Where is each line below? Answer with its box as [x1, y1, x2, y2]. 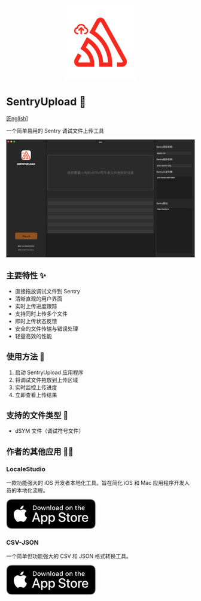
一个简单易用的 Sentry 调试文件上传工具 [6, 127, 105, 134]
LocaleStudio [6, 465, 46, 473]
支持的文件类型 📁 [6, 410, 69, 420]
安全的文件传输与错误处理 [14, 325, 78, 332]
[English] [6, 114, 28, 122]
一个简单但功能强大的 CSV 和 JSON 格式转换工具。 [6, 553, 132, 560]
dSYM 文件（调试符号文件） [14, 427, 84, 435]
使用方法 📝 [6, 352, 45, 362]
